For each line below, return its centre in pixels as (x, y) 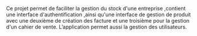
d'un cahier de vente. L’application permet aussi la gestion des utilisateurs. (96, 27)
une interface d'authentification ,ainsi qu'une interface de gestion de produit (98, 15)
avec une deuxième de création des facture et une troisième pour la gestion (98, 21)
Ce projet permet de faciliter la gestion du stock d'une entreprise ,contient (96, 8)
